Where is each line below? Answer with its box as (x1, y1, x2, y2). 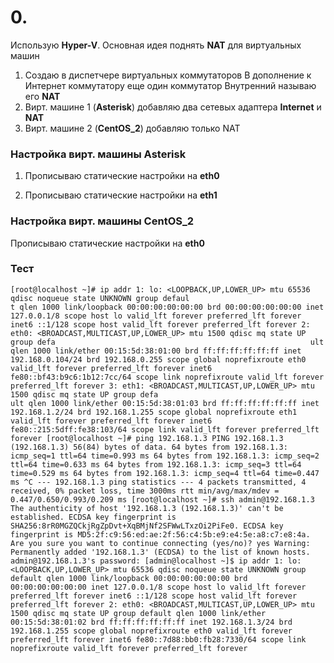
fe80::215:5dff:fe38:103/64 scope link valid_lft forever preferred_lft (10, 424, 320, 435)
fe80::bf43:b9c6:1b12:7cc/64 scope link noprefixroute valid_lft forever (10, 372, 325, 382)
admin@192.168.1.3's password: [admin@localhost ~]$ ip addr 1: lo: (10, 556, 302, 566)
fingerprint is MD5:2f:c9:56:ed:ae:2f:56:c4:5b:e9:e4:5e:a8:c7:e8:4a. (10, 529, 311, 540)
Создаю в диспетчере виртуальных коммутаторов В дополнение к (24, 69, 312, 81)
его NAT (24, 90, 61, 102)
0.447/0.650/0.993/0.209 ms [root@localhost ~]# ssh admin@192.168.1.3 (10, 494, 315, 505)
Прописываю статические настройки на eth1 (24, 189, 218, 201)
